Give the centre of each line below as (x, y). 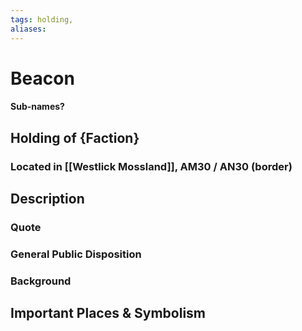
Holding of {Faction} (75, 137)
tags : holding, (42, 19)
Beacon (42, 78)
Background (41, 281)
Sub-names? (37, 107)
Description (47, 198)
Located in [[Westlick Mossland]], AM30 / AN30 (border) (151, 166)
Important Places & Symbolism (108, 313)
